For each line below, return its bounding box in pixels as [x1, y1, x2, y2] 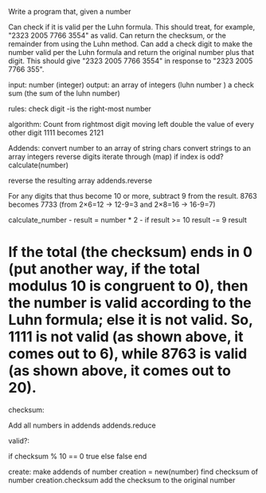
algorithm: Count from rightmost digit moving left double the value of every [8, 120, 255, 128]
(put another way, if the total [8, 260, 201, 278]
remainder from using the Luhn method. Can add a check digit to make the [8, 39, 253, 49]
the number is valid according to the [8, 294, 252, 312]
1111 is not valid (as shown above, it [8, 328, 244, 346]
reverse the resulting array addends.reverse [8, 176, 153, 185]
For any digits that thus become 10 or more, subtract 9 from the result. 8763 [8, 191, 257, 200]
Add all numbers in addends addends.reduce [8, 420, 157, 430]
